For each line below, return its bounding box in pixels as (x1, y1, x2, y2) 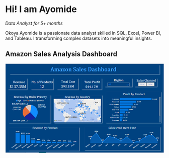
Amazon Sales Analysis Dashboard (5, 50, 118, 58)
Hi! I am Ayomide (5, 4, 77, 15)
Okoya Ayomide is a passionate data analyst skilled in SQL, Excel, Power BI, (5, 30, 162, 36)
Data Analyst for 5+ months (5, 20, 63, 26)
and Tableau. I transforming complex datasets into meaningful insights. (5, 35, 152, 41)
